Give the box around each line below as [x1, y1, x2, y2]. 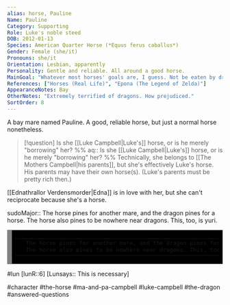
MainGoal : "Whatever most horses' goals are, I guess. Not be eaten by [7, 73, 216, 81]
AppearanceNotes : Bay [7, 86, 69, 93]
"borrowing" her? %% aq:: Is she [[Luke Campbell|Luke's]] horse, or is [23, 145, 223, 154]
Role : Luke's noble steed [7, 29, 81, 36]
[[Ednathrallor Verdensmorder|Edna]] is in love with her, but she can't [7, 188, 203, 196]
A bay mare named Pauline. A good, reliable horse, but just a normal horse [7, 118, 217, 126]
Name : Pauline [7, 16, 48, 23]
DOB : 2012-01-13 [7, 36, 53, 42]
